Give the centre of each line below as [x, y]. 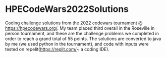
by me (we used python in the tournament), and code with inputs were [77, 44]
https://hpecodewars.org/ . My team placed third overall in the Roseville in [80, 28]
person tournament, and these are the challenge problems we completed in [82, 33]
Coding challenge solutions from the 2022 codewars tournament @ [74, 23]
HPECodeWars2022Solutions [67, 9]
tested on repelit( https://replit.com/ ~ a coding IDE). [57, 49]
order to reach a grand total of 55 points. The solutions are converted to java [83, 39]
